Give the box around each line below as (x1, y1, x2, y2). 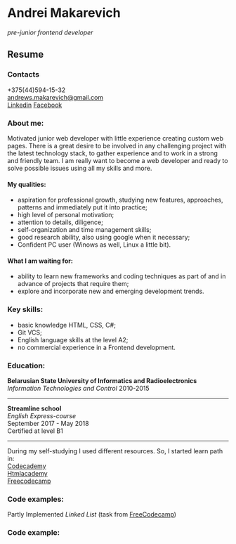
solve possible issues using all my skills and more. (7, 164, 152, 172)
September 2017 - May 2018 (7, 419, 89, 427)
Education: (7, 361, 46, 370)
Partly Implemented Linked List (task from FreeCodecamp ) (7, 510, 177, 519)
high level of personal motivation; (17, 211, 114, 219)
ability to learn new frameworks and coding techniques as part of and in (17, 272, 226, 280)
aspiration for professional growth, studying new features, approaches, (17, 195, 223, 205)
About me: (7, 118, 44, 128)
